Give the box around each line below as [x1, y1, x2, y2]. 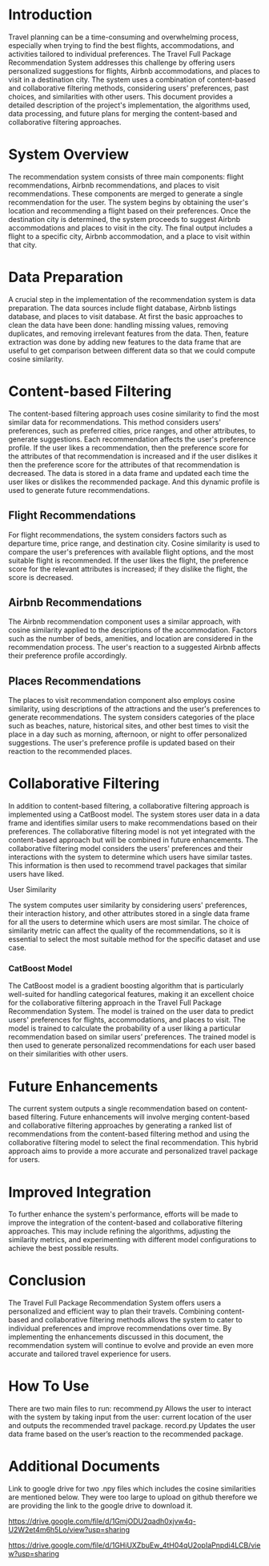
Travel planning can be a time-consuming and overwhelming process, [8, 32, 239, 42]
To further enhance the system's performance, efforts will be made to [8, 1209, 239, 1219]
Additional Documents [8, 1457, 160, 1475]
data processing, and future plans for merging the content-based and [8, 108, 238, 118]
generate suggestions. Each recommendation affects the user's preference [8, 434, 256, 444]
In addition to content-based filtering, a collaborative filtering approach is [8, 801, 250, 811]
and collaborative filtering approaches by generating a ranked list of [8, 1120, 232, 1131]
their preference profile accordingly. [8, 651, 127, 660]
